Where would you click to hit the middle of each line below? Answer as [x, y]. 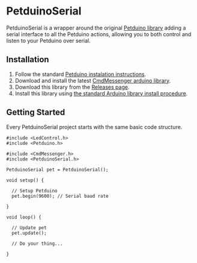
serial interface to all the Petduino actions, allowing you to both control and [99, 34]
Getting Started [36, 112]
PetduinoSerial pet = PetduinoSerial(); [58, 170]
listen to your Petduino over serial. [49, 40]
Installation [28, 59]
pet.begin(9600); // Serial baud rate [60, 196]
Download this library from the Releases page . [72, 87]
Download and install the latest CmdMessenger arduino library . [93, 80]
